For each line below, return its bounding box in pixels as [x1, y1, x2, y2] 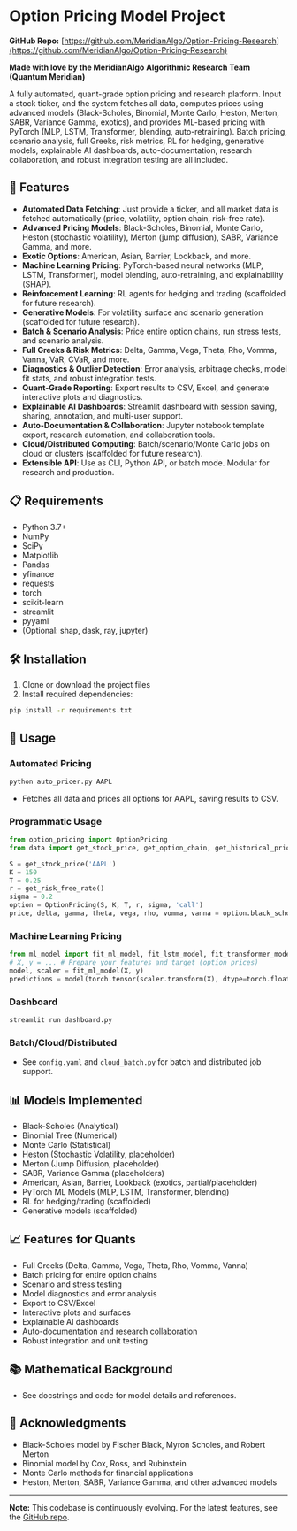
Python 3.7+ [21, 521, 67, 532]
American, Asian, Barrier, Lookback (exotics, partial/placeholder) [21, 1177, 258, 1188]
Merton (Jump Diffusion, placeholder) [21, 1158, 160, 1169]
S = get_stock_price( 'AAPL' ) [9, 859, 117, 868]
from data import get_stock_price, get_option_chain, [9, 843, 212, 852]
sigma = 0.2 [9, 892, 53, 902]
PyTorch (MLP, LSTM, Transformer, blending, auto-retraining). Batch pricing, [9, 126, 287, 136]
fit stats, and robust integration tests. [21, 373, 156, 383]
